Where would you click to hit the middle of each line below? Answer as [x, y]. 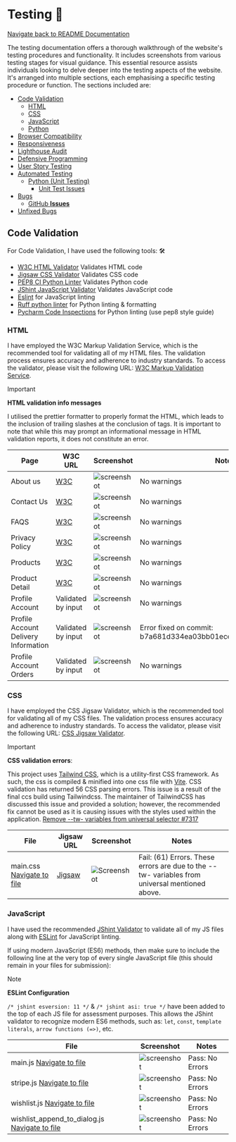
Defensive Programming [52, 159]
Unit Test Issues [62, 188]
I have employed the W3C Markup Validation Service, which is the [103, 345]
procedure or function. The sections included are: [79, 85]
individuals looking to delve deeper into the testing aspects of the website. [115, 70]
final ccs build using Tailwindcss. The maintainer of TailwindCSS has [106, 797]
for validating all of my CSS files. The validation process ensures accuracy [115, 718]
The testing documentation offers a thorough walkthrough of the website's [115, 47]
